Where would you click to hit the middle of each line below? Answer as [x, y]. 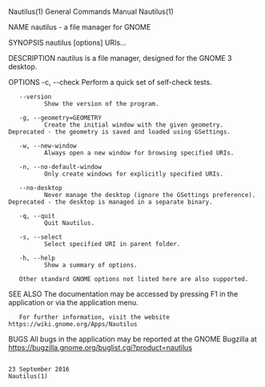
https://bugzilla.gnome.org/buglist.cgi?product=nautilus [100, 347]
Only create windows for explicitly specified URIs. [134, 174]
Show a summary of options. [90, 265]
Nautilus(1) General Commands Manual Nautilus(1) [91, 12]
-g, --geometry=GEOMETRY [60, 118]
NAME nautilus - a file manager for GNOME [80, 27]
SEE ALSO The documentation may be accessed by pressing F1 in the [123, 294]
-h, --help [37, 258]
